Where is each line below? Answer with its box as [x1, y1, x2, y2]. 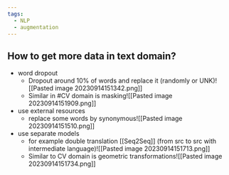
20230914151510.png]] [28, 122, 95, 130]
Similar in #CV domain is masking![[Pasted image [28, 92, 173, 100]
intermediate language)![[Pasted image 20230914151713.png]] [28, 144, 211, 153]
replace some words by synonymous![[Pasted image [28, 115, 183, 123]
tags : [7, 10, 23, 18]
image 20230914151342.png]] [55, 84, 143, 92]
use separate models [17, 129, 80, 138]
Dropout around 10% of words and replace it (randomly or [28, 76, 198, 85]
